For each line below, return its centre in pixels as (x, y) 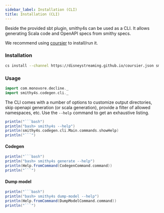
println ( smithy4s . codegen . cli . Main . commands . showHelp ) (62, 131)
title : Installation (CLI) (32, 14)
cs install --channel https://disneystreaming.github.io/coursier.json (79, 66)
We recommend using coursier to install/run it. (52, 43)
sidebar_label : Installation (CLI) (41, 10)
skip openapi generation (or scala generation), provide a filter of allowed (78, 107)
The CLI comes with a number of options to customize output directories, (79, 102)
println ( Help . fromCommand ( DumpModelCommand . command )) (61, 201)
